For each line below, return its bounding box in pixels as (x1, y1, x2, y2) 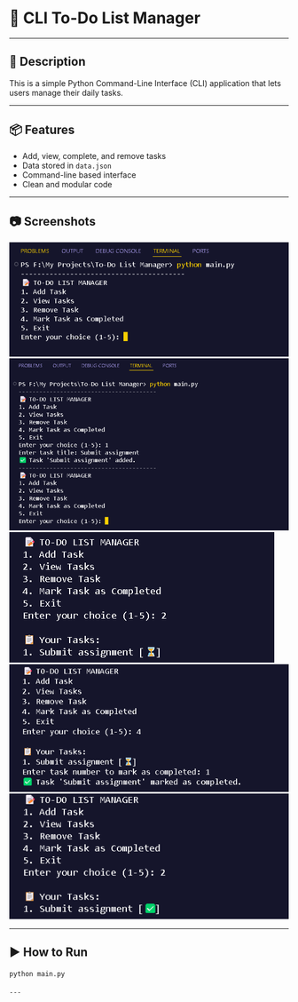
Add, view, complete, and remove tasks (21, 150, 167, 161)
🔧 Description (9, 54, 86, 69)
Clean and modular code (21, 179, 113, 189)
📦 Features (9, 123, 75, 138)
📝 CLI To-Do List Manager (9, 8, 201, 28)
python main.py (9, 969, 66, 978)
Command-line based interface (21, 169, 137, 180)
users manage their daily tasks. (9, 87, 124, 98)
